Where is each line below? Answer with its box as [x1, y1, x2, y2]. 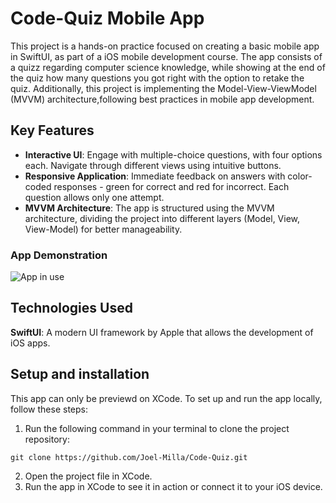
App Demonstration [10, 248, 108, 262]
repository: [24, 433, 70, 445]
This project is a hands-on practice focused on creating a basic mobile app [10, 40, 320, 52]
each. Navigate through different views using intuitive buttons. [24, 159, 282, 171]
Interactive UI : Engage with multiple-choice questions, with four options [24, 148, 323, 161]
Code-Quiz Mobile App [10, 7, 205, 30]
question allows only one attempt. [24, 191, 165, 203]
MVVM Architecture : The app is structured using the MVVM [24, 202, 275, 214]
